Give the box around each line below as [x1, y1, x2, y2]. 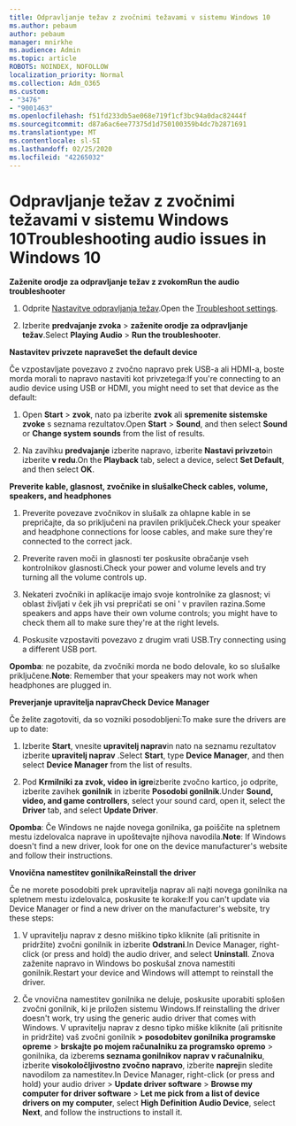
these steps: [9, 913, 55, 923]
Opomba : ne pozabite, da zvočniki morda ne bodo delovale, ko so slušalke [9, 661, 281, 672]
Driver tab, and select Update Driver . [21, 805, 159, 815]
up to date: [9, 723, 49, 735]
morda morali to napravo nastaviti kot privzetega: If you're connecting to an [9, 374, 281, 384]
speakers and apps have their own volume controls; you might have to [21, 608, 278, 619]
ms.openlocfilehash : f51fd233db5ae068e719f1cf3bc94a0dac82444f [9, 112, 247, 120]
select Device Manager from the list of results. [21, 760, 193, 770]
